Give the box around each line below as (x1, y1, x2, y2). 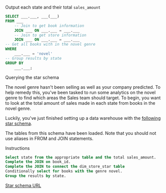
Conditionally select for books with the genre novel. (5, 169, 123, 174)
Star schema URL (5, 182, 41, 188)
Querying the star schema (5, 74, 59, 80)
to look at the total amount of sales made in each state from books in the (5, 100, 155, 106)
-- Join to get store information (14, 33, 87, 38)
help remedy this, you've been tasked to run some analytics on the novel (5, 89, 156, 95)
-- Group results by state (5, 56, 62, 61)
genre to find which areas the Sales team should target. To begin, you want (5, 95, 161, 101)
